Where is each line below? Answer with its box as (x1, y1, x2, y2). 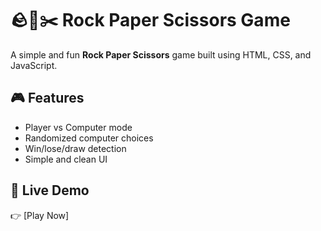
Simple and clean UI (24, 153, 108, 165)
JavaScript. (10, 59, 58, 71)
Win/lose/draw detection (24, 142, 127, 154)
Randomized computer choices (24, 132, 154, 144)
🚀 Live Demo (10, 182, 90, 199)
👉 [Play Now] (10, 209, 70, 221)
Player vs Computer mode (24, 121, 133, 133)
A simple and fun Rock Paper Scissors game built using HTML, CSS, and (10, 48, 312, 61)
